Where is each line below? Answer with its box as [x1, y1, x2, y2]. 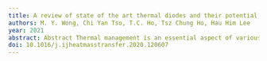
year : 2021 [8, 26, 44, 34]
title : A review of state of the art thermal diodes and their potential [8, 11, 258, 20]
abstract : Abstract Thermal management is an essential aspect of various [8, 33, 261, 42]
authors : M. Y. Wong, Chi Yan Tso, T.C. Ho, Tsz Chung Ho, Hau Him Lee [8, 19, 250, 27]
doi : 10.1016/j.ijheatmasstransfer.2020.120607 [8, 41, 169, 49]
